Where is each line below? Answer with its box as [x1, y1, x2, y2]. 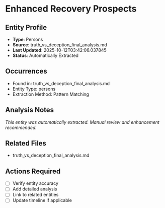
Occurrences [5, 67, 47, 76]
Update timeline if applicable [12, 197, 72, 203]
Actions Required [5, 167, 61, 175]
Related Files [5, 139, 47, 148]
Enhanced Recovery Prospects [5, 3, 137, 15]
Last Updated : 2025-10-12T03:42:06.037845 [12, 47, 107, 53]
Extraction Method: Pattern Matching [12, 91, 90, 97]
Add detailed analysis [12, 186, 57, 192]
